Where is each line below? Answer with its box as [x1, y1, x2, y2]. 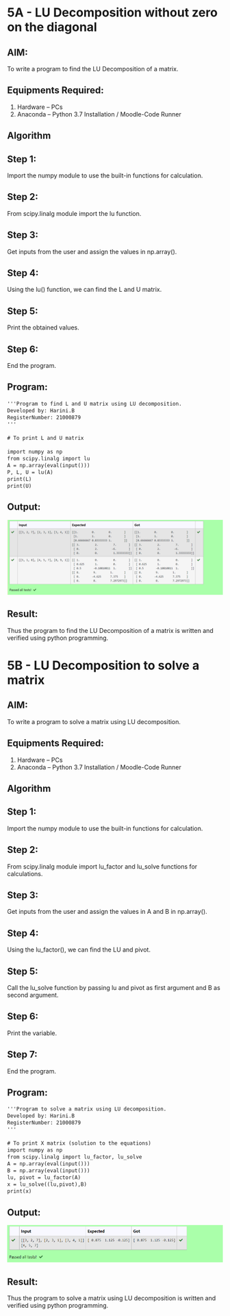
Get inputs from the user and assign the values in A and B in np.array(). [7, 908, 207, 916]
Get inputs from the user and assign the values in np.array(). [7, 247, 177, 256]
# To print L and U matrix [7, 434, 84, 441]
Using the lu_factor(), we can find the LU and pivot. [7, 945, 151, 954]
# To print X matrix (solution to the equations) [7, 1140, 152, 1147]
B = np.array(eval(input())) [7, 1167, 90, 1174]
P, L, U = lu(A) [7, 469, 53, 475]
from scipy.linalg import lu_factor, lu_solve [7, 1154, 142, 1160]
